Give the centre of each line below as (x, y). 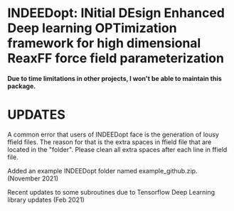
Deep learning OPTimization (92, 28)
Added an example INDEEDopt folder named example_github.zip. (102, 171)
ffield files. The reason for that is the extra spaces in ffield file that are (110, 142)
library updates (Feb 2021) (46, 200)
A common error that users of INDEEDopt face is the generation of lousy (113, 134)
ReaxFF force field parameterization (116, 59)
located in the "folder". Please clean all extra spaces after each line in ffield (117, 149)
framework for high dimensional (104, 43)
